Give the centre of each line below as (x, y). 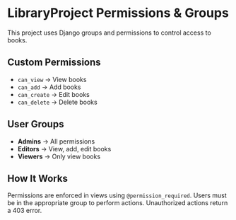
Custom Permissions (54, 63)
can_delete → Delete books (57, 102)
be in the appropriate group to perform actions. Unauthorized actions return (118, 203)
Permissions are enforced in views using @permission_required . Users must (117, 195)
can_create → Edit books (53, 94)
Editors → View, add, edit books (64, 149)
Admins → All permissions (56, 141)
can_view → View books (52, 79)
